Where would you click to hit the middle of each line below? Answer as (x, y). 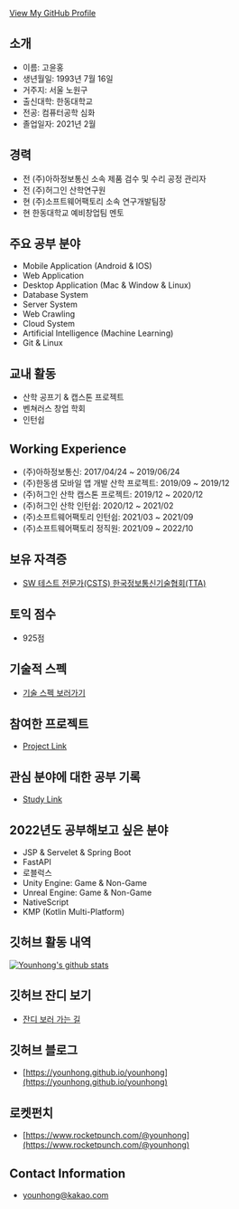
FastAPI (37, 862)
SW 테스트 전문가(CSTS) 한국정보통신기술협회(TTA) (114, 583)
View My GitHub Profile (53, 13)
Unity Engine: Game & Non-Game (84, 882)
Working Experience (68, 448)
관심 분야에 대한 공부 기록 (75, 777)
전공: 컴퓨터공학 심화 (59, 112)
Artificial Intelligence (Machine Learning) (98, 333)
